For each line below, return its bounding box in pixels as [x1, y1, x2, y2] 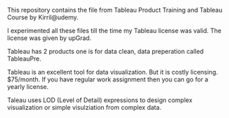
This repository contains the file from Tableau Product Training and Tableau [7, 6, 223, 14]
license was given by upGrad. [7, 34, 92, 42]
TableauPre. [7, 55, 42, 63]
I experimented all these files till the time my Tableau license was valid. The [7, 27, 221, 35]
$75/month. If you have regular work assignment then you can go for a [7, 75, 209, 83]
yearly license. [7, 83, 49, 90]
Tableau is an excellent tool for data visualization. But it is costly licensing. [7, 68, 218, 76]
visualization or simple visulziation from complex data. [7, 104, 162, 111]
